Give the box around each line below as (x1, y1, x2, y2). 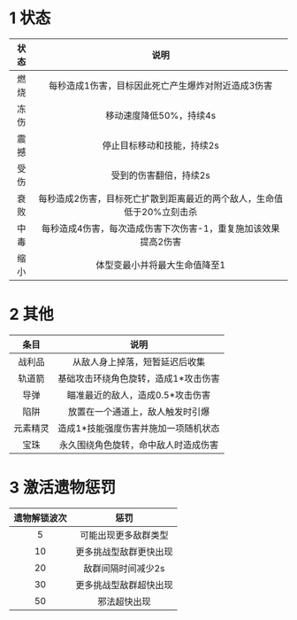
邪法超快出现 (97, 595, 152, 608)
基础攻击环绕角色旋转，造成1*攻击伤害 (57, 372, 220, 384)
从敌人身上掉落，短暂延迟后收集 (72, 355, 206, 368)
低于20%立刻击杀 (123, 205, 198, 218)
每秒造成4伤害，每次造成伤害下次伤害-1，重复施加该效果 (41, 222, 280, 235)
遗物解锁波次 (13, 511, 68, 523)
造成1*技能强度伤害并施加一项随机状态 (57, 422, 220, 434)
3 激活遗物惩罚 (9, 477, 117, 498)
